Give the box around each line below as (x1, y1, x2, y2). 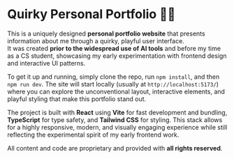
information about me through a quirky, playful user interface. (7, 36, 185, 45)
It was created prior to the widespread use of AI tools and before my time (7, 44, 221, 52)
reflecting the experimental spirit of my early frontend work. (7, 130, 180, 139)
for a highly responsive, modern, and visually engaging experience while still (7, 123, 228, 131)
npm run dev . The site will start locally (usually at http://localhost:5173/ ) (7, 79, 219, 88)
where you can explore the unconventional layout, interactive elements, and (7, 87, 226, 96)
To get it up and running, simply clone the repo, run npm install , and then (7, 73, 220, 81)
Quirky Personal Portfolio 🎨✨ (7, 6, 176, 22)
